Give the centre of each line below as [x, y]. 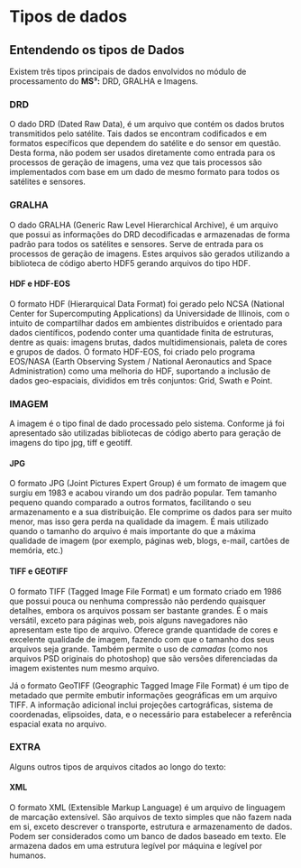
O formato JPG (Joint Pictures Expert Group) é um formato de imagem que [148, 484]
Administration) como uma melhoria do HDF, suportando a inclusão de [140, 371]
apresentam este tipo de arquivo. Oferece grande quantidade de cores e [144, 630]
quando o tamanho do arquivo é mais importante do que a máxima [133, 531]
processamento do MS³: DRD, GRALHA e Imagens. [104, 81]
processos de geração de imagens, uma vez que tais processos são [136, 162]
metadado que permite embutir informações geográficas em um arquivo [143, 695]
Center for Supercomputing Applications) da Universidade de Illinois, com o [150, 313]
